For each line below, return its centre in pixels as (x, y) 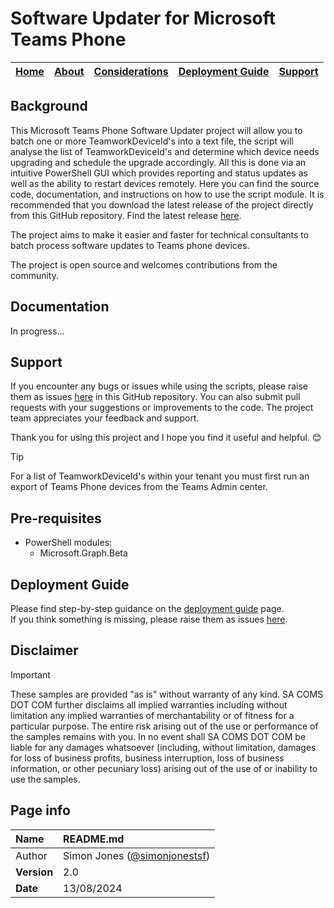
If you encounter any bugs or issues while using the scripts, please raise (159, 386)
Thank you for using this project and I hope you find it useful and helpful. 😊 (166, 438)
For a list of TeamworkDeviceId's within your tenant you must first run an (160, 476)
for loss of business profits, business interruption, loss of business (147, 758)
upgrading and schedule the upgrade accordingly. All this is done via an (158, 162)
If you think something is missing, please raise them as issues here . (149, 619)
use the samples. (45, 779)
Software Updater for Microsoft (143, 18)
